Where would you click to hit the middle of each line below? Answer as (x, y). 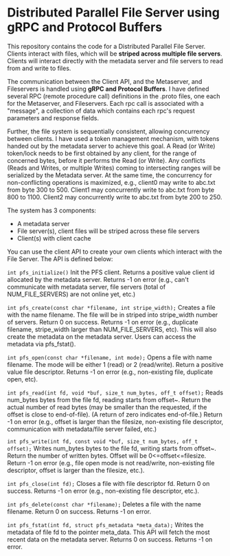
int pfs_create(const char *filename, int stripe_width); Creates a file (111, 307)
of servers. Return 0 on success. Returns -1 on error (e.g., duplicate (103, 322)
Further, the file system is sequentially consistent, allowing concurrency (108, 131)
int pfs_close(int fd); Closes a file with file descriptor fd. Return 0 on (108, 483)
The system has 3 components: (52, 210)
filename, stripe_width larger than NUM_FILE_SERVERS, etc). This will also (112, 329)
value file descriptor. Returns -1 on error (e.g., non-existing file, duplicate (110, 372)
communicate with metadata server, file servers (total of (87, 287)
